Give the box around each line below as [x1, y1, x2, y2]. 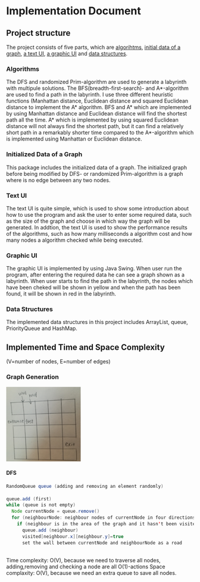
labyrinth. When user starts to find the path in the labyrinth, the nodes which [6, 278, 193, 285]
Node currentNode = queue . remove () [11, 508, 100, 515]
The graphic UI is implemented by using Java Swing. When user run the [6, 265, 182, 272]
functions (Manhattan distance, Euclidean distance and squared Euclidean [6, 97, 189, 105]
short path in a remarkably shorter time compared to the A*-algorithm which [6, 129, 194, 136]
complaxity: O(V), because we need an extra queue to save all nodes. [6, 569, 177, 577]
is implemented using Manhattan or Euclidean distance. [6, 135, 142, 142]
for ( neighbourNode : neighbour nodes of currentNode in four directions [11, 515, 196, 521]
